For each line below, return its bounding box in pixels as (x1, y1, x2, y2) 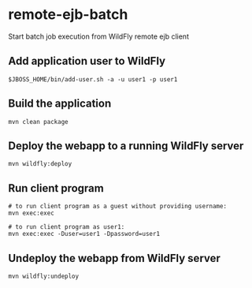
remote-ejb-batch (8, 6, 128, 24)
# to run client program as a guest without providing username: (8, 203, 227, 211)
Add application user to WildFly (8, 54, 166, 68)
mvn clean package (8, 118, 69, 125)
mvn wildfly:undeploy (8, 272, 80, 280)
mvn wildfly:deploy (8, 160, 72, 168)
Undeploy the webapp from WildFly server (8, 251, 220, 265)
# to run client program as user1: (8, 223, 125, 231)
